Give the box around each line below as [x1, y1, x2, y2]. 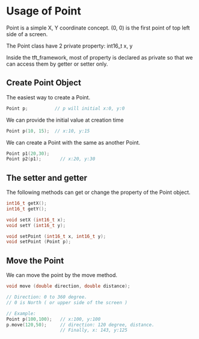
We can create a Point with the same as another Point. [6, 138, 141, 146]
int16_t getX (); [6, 201, 47, 207]
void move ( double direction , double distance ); [6, 283, 130, 290]
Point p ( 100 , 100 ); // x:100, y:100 [6, 316, 101, 322]
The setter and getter [6, 173, 88, 183]
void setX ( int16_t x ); [6, 217, 66, 223]
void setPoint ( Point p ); [6, 239, 71, 245]
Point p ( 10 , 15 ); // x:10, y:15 [6, 128, 90, 134]
